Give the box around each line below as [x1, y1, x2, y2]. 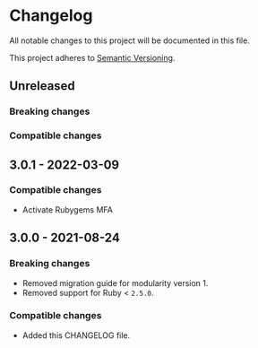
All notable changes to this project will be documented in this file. [9, 35, 251, 46]
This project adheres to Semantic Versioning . [9, 52, 176, 63]
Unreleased [9, 78, 76, 94]
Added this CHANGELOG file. [21, 329, 131, 341]
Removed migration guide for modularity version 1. [21, 277, 209, 288]
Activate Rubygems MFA [21, 204, 114, 215]
